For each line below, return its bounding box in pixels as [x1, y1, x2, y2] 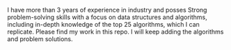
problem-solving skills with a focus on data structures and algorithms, [7, 13, 207, 21]
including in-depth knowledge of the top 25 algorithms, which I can [7, 21, 200, 28]
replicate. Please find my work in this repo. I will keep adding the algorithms [7, 27, 224, 36]
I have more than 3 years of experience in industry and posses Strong [7, 6, 207, 14]
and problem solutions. [7, 35, 73, 43]
